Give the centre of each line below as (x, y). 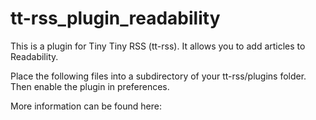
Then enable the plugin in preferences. (90, 86)
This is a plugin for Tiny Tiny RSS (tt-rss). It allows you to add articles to (158, 46)
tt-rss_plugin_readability (115, 18)
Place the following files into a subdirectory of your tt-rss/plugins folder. (158, 76)
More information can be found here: (86, 106)
